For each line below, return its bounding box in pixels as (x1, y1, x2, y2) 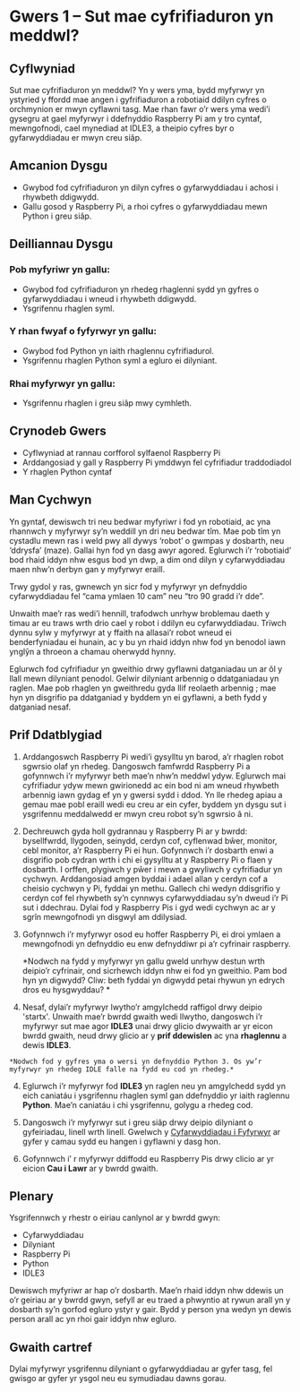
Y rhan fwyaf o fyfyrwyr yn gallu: (9, 325, 158, 338)
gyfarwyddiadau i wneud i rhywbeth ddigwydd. (21, 293, 197, 304)
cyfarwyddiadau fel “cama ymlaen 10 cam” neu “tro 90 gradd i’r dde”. (9, 590, 265, 601)
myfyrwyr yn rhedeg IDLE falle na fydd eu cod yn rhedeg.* (9, 1064, 235, 1074)
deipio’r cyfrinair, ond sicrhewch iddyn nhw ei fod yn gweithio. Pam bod (21, 965, 287, 975)
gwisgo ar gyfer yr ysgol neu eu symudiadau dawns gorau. (9, 1373, 227, 1384)
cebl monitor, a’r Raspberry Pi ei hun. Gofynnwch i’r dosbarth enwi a (21, 845, 275, 855)
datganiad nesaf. (9, 701, 72, 712)
